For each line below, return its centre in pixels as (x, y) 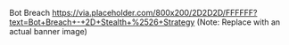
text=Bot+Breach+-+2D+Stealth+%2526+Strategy (102, 22)
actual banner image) (48, 31)
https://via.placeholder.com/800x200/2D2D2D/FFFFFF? (155, 13)
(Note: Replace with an (239, 22)
